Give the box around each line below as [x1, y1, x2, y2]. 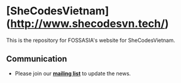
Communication [6, 54, 68, 64]
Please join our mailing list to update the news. [14, 70, 131, 77]
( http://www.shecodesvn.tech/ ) [6, 17, 169, 30]
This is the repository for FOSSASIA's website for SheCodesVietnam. [6, 36, 175, 44]
